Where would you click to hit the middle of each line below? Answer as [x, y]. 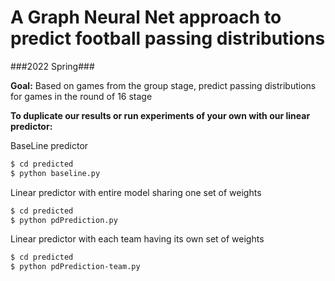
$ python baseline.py [55, 173]
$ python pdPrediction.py [64, 220]
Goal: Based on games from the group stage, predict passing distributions [163, 85]
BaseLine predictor [49, 145]
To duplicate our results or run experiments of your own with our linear [160, 115]
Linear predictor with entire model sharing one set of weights [136, 192]
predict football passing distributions [168, 38]
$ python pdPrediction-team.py [75, 267]
